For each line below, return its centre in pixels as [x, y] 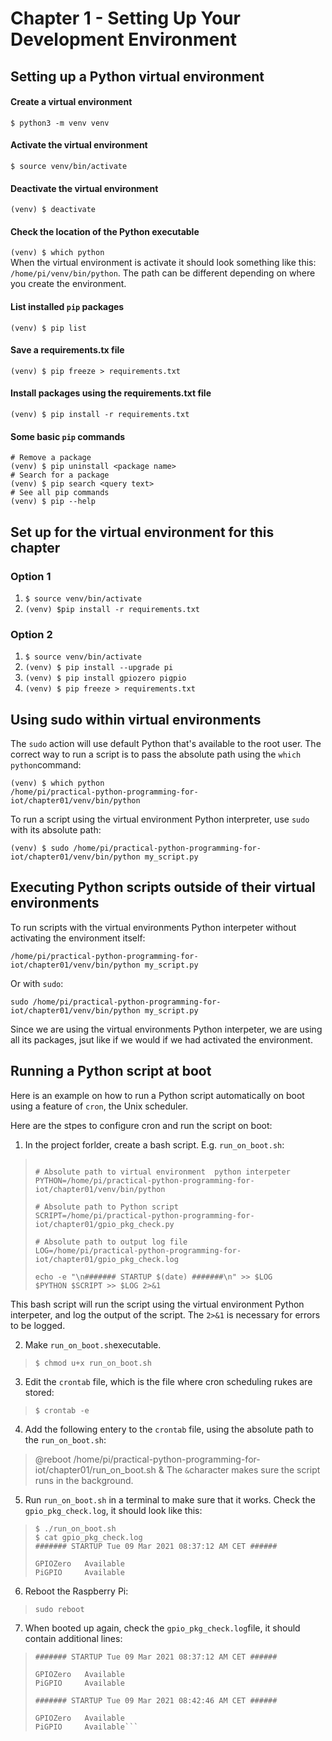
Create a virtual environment [71, 102]
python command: [46, 765]
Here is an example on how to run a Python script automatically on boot [157, 1095]
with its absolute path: [56, 830]
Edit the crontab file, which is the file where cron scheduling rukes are [168, 1381]
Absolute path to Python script [111, 1207]
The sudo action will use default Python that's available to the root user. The [166, 743]
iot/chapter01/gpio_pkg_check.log [106, 1259]
